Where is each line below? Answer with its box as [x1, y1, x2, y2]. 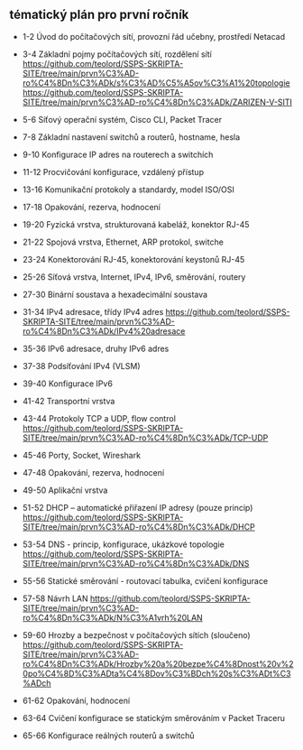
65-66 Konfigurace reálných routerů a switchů [22, 730, 196, 741]
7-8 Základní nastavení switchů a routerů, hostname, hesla [22, 131, 241, 143]
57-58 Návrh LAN [22, 593, 88, 604]
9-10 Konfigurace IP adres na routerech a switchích [22, 149, 214, 160]
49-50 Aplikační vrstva [22, 485, 108, 495]
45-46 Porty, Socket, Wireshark [22, 449, 142, 460]
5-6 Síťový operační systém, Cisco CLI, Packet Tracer [22, 114, 223, 125]
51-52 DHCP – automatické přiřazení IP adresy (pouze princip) [22, 502, 253, 513]
